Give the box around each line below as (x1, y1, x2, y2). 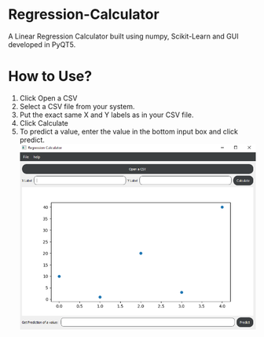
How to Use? (8, 68, 93, 86)
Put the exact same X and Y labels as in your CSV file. (19, 110, 194, 119)
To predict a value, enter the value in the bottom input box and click (19, 126, 238, 136)
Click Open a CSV (19, 93, 78, 103)
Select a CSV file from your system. (19, 101, 135, 111)
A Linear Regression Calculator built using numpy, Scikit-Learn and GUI (8, 31, 239, 41)
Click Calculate (19, 118, 69, 127)
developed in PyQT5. (8, 39, 76, 49)
